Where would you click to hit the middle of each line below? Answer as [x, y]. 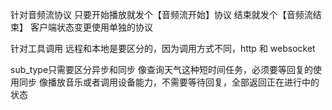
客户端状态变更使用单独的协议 [91, 27]
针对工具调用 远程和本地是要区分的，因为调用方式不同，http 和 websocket [163, 48]
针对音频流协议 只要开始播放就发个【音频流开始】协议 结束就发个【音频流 [161, 14]
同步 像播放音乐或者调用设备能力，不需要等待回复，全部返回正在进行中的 [169, 82]
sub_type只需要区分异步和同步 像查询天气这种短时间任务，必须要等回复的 [162, 69]
